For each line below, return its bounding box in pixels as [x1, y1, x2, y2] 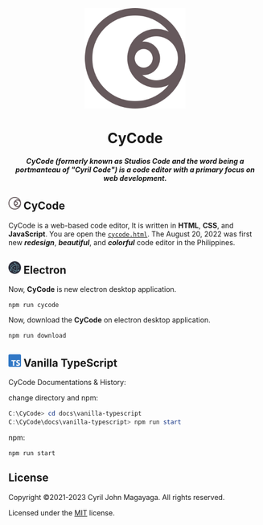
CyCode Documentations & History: [8, 378, 126, 388]
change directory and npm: [8, 393, 99, 403]
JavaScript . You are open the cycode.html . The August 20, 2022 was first [8, 229, 253, 239]
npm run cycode [8, 301, 60, 310]
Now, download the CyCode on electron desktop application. [8, 315, 211, 325]
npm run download [8, 332, 67, 340]
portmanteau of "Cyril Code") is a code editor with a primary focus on [15, 165, 255, 174]
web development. [103, 173, 167, 183]
